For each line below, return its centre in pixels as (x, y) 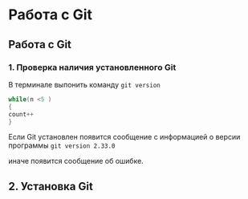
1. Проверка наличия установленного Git (92, 67)
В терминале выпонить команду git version (84, 84)
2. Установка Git (51, 186)
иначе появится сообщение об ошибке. (76, 161)
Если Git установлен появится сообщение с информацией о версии (124, 137)
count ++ (21, 114)
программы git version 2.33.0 (62, 145)
